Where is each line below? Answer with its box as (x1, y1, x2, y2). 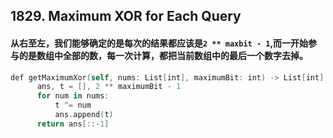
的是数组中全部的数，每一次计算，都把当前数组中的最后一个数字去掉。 (18, 49, 308, 61)
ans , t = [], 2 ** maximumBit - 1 (36, 82, 182, 92)
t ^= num (54, 100, 92, 111)
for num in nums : (36, 91, 110, 101)
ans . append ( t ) (54, 110, 114, 120)
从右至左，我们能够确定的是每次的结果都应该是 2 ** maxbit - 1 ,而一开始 (10, 37, 309, 49)
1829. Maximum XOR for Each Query (10, 8, 242, 25)
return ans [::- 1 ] (36, 119, 110, 129)
